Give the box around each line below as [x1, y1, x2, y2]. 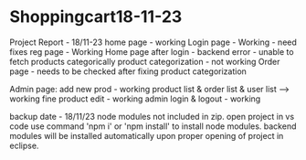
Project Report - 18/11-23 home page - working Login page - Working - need [9, 37, 297, 48]
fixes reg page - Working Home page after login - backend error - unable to [9, 46, 294, 57]
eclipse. [9, 140, 39, 151]
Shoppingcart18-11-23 [9, 6, 183, 27]
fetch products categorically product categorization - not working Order [9, 56, 280, 67]
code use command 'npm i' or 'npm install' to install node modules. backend [9, 121, 297, 132]
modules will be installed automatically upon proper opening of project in [9, 130, 284, 141]
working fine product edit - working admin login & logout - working [9, 93, 261, 104]
